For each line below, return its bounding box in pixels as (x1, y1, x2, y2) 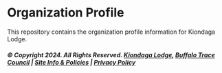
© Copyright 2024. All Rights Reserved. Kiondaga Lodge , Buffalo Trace (7, 50, 215, 59)
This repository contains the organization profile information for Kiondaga (7, 28, 215, 36)
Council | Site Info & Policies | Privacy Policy (7, 58, 136, 66)
